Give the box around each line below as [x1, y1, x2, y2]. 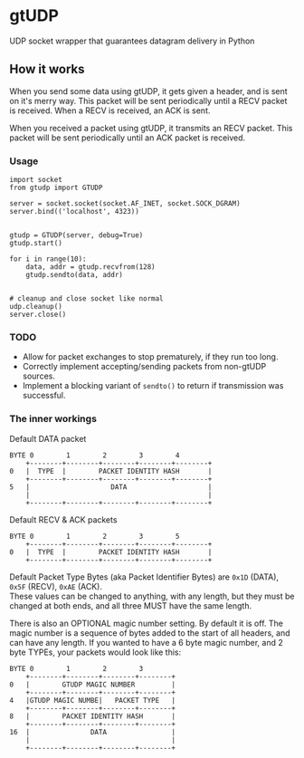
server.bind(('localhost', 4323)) [9, 207, 140, 216]
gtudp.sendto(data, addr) [25, 271, 124, 280]
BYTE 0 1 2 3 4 [9, 450, 180, 460]
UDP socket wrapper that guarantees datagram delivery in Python [9, 35, 255, 46]
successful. [22, 390, 66, 401]
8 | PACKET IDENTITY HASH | [9, 712, 176, 721]
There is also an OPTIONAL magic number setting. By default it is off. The [9, 618, 283, 628]
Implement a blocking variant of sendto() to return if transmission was [22, 380, 284, 391]
